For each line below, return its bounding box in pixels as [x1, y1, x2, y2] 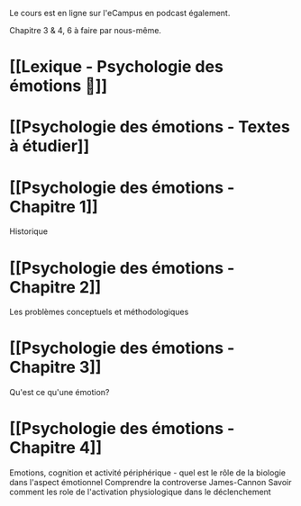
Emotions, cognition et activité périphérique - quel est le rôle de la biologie [9, 467, 287, 478]
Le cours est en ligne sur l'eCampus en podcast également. [9, 8, 231, 18]
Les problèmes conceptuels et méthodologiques [9, 306, 189, 318]
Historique [9, 226, 48, 237]
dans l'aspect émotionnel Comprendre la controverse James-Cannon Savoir [9, 477, 292, 488]
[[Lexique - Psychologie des [9, 57, 223, 77]
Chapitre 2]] [9, 276, 102, 297]
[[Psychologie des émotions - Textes [9, 117, 290, 138]
